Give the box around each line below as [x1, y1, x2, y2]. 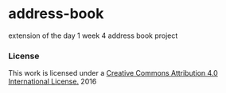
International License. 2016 [8, 76, 97, 87]
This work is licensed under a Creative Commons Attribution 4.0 [8, 69, 219, 78]
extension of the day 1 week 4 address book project [8, 31, 178, 40]
